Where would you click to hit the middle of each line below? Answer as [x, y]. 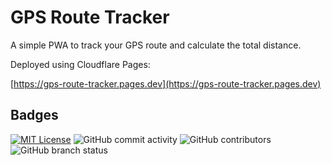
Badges [34, 115]
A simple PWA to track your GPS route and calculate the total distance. [156, 45]
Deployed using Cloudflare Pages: [80, 64]
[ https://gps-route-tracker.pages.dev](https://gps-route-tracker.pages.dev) [166, 83]
